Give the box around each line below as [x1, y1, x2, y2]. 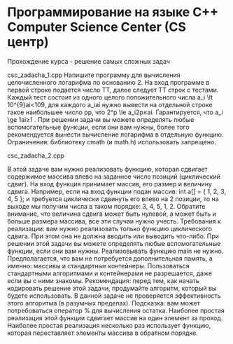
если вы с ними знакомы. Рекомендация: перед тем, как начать [7, 276, 199, 284]
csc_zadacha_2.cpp [7, 151, 65, 160]
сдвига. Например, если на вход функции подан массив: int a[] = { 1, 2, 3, [7, 187, 226, 195]
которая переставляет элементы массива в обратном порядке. [7, 329, 198, 337]
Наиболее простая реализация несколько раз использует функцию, [7, 321, 211, 329]
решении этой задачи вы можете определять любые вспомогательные [7, 239, 221, 247]
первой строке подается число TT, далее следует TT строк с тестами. [7, 85, 219, 94]
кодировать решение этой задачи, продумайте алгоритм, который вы [7, 284, 217, 292]
